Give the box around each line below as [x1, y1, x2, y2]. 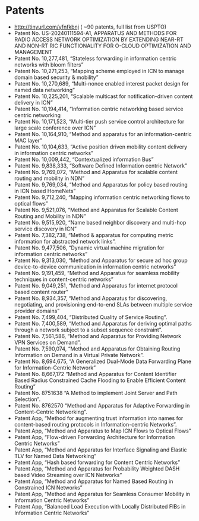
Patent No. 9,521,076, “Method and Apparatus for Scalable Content [14, 206, 179, 213]
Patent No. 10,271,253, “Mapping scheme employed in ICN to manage [14, 67, 185, 74]
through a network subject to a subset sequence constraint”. [14, 326, 163, 333]
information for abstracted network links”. [14, 238, 116, 245]
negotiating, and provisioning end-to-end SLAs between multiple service [14, 301, 192, 308]
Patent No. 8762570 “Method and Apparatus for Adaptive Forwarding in [14, 402, 190, 409]
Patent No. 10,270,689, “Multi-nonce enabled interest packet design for [14, 80, 189, 87]
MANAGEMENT [14, 48, 53, 55]
